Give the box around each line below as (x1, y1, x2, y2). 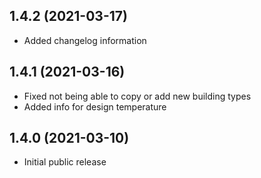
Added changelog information (23, 34, 147, 46)
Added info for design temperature (23, 100, 167, 113)
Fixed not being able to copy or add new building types (23, 90, 252, 102)
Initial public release (23, 156, 107, 168)
